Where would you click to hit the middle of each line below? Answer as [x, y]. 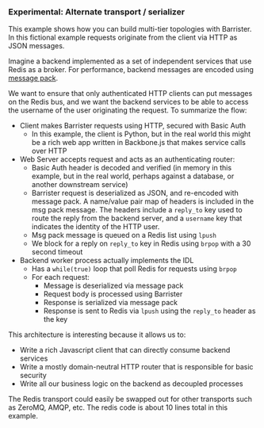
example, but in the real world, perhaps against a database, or [133, 176]
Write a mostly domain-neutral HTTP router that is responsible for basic [136, 367]
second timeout [57, 252]
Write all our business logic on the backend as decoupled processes [131, 384]
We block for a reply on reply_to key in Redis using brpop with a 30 [141, 243]
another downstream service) [80, 185]
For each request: [60, 277]
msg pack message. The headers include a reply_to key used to [137, 210]
